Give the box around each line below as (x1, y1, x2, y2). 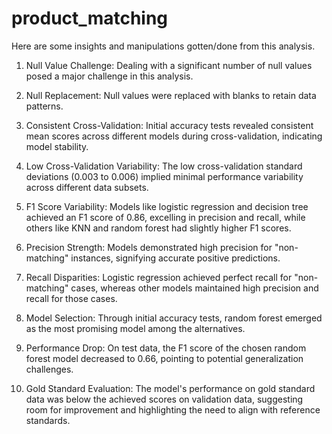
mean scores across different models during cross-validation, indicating (25, 130, 323, 142)
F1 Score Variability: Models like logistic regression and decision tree (25, 200, 309, 212)
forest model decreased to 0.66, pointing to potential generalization (25, 352, 304, 364)
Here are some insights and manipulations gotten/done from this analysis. (11, 40, 316, 52)
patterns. (25, 100, 64, 112)
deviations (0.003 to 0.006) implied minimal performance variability (25, 170, 304, 182)
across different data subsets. (25, 181, 149, 193)
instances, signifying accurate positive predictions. (70, 252, 281, 264)
